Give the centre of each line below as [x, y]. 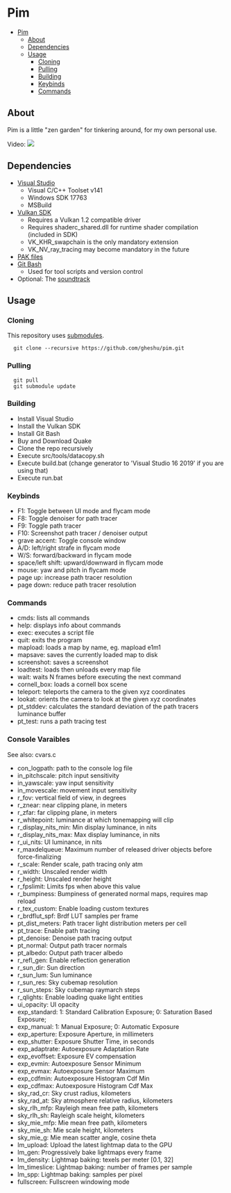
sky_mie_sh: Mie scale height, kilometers [75, 1130]
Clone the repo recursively [55, 448]
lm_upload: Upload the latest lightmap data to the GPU [95, 1144]
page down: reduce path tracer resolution [77, 585]
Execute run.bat [40, 478]
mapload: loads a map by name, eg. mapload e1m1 [89, 647]
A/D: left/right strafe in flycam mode [69, 548]
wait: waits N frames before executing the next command [99, 677]
